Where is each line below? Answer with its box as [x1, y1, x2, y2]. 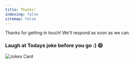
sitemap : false [5, 16, 36, 21]
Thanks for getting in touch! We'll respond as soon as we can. [5, 30, 130, 36]
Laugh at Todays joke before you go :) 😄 [5, 42, 103, 49]
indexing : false [5, 12, 38, 17]
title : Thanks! [5, 7, 36, 12]
